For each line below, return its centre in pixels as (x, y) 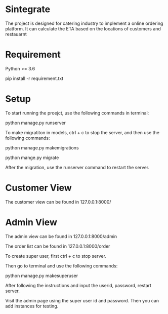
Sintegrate (28, 9)
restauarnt (16, 34)
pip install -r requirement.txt (34, 78)
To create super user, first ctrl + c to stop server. (56, 256)
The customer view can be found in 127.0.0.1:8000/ (58, 202)
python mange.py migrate (32, 158)
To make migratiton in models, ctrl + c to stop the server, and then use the (82, 132)
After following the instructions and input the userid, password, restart (78, 285)
